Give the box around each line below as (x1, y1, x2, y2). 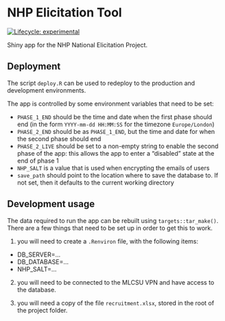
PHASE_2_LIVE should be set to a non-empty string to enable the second (16, 142, 219, 150)
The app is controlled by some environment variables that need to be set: (7, 99, 214, 108)
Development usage (7, 198, 95, 210)
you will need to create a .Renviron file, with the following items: (16, 237, 199, 245)
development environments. (7, 86, 86, 94)
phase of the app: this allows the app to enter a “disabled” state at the (16, 149, 215, 157)
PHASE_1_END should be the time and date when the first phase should (16, 112, 213, 121)
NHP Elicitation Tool (7, 5, 122, 21)
